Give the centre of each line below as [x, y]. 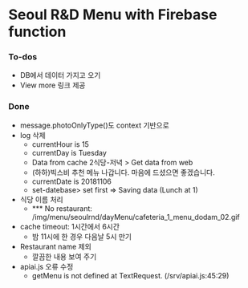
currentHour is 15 [61, 144]
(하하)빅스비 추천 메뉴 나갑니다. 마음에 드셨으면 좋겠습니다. [123, 172]
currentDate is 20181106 [72, 181]
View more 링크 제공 [53, 85]
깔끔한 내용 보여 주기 [64, 256]
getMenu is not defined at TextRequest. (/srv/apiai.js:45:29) [130, 275]
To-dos [23, 57]
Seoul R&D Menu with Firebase [113, 15]
